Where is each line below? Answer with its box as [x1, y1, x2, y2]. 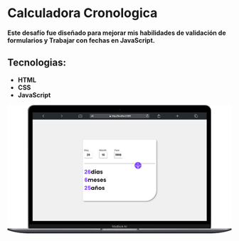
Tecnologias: [7, 57, 66, 69]
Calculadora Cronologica [7, 5, 158, 21]
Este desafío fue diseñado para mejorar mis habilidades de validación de [7, 28, 226, 37]
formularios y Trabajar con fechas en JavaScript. [7, 36, 155, 44]
